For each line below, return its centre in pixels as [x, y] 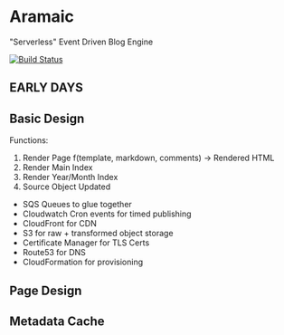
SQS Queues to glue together [77, 205]
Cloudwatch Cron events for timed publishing [107, 214]
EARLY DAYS [47, 88]
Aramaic [42, 17]
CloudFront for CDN [59, 224]
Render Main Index [57, 167]
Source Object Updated [66, 187]
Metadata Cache [57, 321]
